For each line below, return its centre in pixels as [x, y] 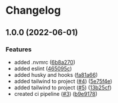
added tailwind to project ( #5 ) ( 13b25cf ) [63, 88]
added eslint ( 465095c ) [43, 68]
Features [19, 49]
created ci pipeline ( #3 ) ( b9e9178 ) [56, 93]
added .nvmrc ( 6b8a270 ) [44, 62]
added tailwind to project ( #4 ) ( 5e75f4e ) [63, 81]
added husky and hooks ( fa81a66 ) [56, 74]
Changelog [33, 10]
